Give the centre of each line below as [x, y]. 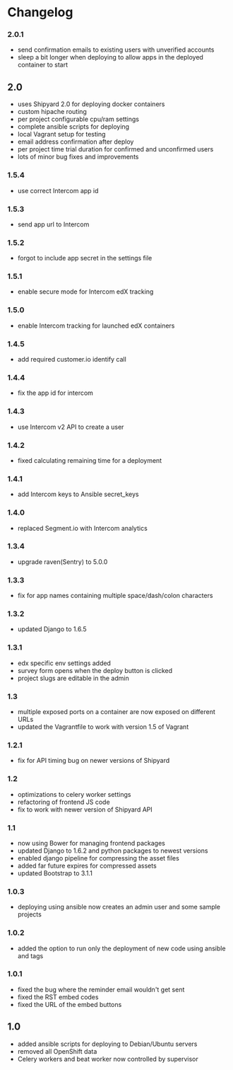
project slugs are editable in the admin [73, 678]
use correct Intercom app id [58, 190]
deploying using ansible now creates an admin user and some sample [119, 907]
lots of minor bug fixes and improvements [78, 157]
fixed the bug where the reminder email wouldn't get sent [101, 989]
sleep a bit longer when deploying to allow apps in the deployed [110, 57]
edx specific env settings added [64, 663]
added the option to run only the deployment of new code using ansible [121, 948]
